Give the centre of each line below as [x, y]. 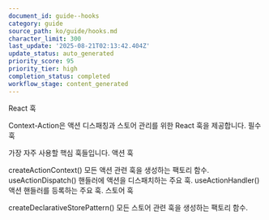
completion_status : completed [60, 76]
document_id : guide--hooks [54, 16]
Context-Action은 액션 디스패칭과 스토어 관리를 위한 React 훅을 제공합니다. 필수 [135, 125]
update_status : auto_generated [61, 54]
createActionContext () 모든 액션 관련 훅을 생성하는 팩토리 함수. [109, 170]
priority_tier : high [43, 69]
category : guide [36, 24]
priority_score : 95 [41, 62]
